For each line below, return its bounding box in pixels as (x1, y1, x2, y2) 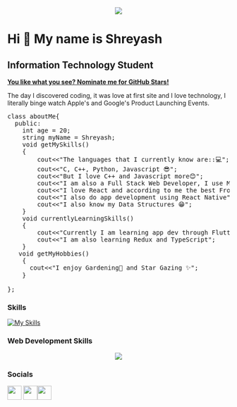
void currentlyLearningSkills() (22, 215, 134, 223)
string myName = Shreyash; (22, 134, 116, 142)
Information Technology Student (7, 59, 154, 71)
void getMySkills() (22, 141, 90, 149)
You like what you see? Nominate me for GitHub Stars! (7, 77, 169, 86)
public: (14, 120, 41, 127)
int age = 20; (22, 127, 71, 134)
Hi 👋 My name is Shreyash (7, 31, 163, 47)
